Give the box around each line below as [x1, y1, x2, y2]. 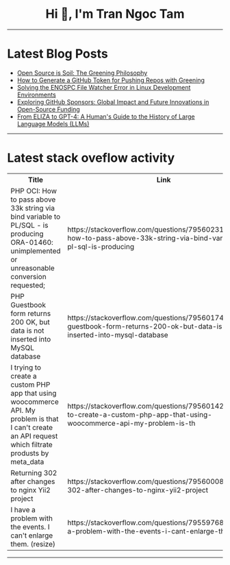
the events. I [10, 522, 50, 531]
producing [10, 229, 44, 239]
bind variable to [10, 212, 61, 221]
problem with [10, 514, 53, 523]
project [10, 494, 34, 503]
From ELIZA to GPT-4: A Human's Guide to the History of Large [16, 112, 195, 121]
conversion [10, 272, 47, 281]
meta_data [10, 457, 44, 466]
